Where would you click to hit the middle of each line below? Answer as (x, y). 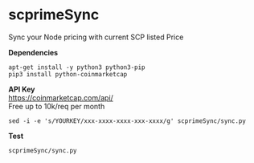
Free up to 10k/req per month (57, 106)
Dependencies (33, 52)
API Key (22, 89)
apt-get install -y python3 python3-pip (77, 67)
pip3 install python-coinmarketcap (68, 74)
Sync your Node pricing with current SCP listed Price (96, 37)
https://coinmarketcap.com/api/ (61, 97)
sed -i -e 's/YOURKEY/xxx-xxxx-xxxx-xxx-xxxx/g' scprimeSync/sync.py (127, 121)
